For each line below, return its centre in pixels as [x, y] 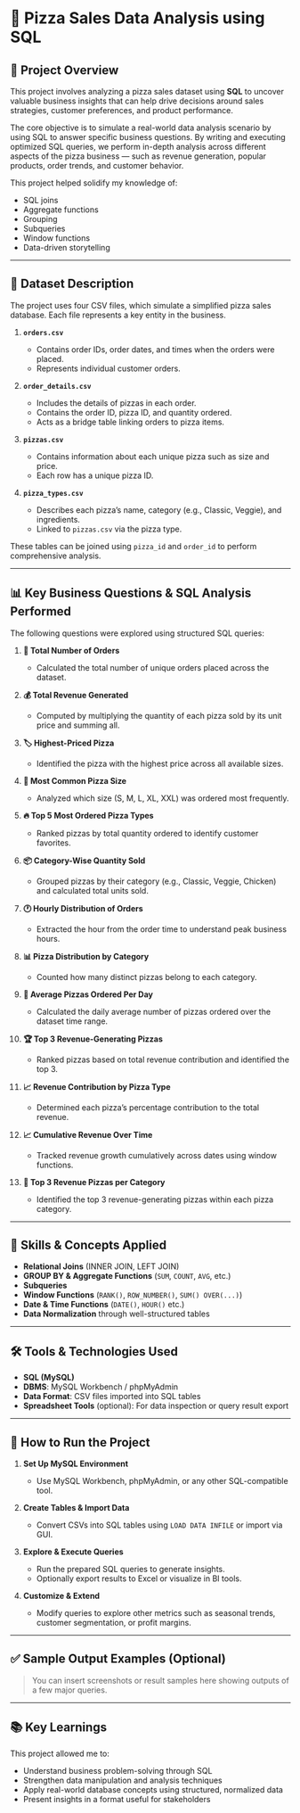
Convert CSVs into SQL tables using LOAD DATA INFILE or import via [159, 1525]
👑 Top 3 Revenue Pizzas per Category [94, 1182]
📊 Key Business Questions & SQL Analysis [131, 593]
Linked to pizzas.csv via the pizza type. [109, 529]
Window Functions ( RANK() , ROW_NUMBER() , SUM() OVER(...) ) [133, 1295]
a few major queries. [69, 1690]
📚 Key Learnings [59, 1728]
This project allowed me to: [60, 1753]
